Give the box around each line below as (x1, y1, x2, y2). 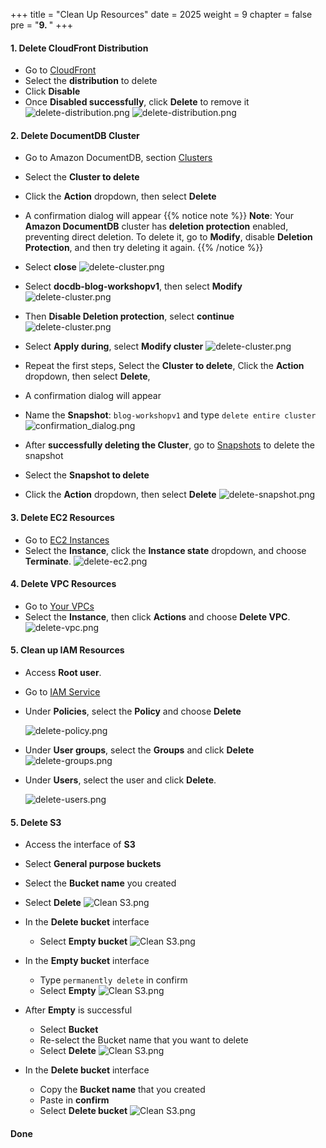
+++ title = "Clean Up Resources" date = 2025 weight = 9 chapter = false (10, 9, 313, 20)
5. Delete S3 (10, 816, 62, 828)
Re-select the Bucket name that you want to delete (39, 1034, 249, 1046)
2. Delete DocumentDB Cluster (10, 129, 140, 141)
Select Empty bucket (39, 935, 128, 948)
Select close (24, 261, 77, 273)
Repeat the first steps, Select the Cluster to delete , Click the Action (24, 360, 305, 372)
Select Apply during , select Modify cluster (24, 340, 204, 353)
